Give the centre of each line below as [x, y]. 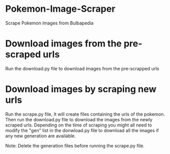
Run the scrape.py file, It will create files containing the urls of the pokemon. [85, 114]
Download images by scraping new [81, 89]
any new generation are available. [41, 136]
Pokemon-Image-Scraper [60, 9]
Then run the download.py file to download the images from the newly [79, 119]
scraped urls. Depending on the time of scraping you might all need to [79, 125]
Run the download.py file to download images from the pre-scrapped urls [82, 68]
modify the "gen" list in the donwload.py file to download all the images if [82, 130]
